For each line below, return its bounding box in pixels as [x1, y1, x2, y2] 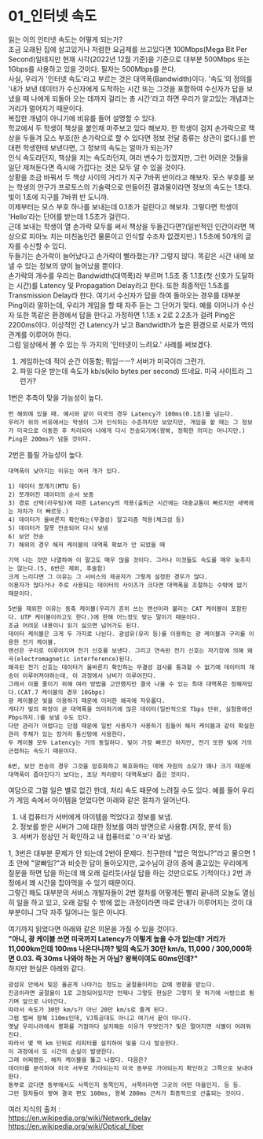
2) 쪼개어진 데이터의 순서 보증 [8, 490, 94, 498]
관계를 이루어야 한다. [8, 330, 71, 339]
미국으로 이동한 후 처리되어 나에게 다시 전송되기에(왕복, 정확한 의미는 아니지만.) [16, 427, 246, 435]
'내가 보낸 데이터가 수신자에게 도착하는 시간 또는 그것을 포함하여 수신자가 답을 [8, 83, 245, 93]
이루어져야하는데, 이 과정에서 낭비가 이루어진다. [22, 671, 157, 679]
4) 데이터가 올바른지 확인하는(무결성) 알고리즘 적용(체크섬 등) [8, 516, 185, 523]
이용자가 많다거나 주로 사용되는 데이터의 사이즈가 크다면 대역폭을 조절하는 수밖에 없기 [8, 581, 248, 589]
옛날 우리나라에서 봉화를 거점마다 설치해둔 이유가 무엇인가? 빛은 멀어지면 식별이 [8, 1023, 232, 1030]
